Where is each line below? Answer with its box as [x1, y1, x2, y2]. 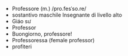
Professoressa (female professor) [11, 37, 95, 43]
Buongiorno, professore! [11, 30, 72, 38]
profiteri [11, 43, 32, 50]
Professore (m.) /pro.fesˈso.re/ [11, 5, 87, 12]
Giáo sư [11, 18, 31, 24]
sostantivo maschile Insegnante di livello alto [11, 11, 123, 18]
